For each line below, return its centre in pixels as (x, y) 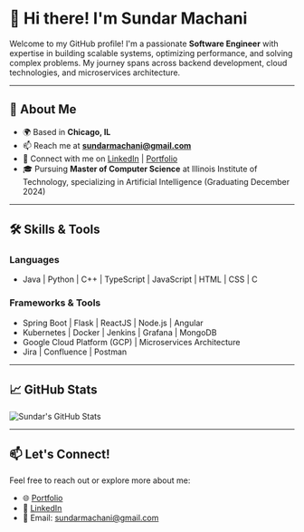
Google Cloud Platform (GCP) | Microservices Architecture (131, 342)
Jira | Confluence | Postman (75, 352)
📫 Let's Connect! (60, 454)
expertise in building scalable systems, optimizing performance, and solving (151, 53)
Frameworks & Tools (55, 303)
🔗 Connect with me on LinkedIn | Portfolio (100, 159)
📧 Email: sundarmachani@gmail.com (90, 518)
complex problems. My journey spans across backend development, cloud (148, 63)
